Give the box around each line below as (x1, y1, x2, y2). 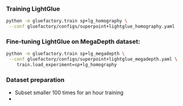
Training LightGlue (6, 5, 61, 13)
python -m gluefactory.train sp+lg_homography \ (6, 18, 128, 24)
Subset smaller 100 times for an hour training (14, 89, 124, 96)
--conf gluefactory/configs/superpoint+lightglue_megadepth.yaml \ (8, 57, 178, 62)
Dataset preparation (6, 75, 65, 84)
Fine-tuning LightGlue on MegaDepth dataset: (6, 37, 141, 45)
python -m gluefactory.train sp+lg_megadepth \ (6, 51, 125, 57)
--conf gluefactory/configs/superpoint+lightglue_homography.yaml (8, 24, 175, 29)
